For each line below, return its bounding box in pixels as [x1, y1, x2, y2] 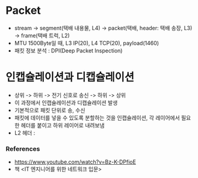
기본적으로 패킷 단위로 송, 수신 [14, 106, 85, 113]
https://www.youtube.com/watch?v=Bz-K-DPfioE [14, 158, 137, 166]
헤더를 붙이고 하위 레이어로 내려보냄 [20, 121, 105, 129]
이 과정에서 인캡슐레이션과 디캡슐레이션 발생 [14, 99, 118, 106]
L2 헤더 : [14, 129, 36, 136]
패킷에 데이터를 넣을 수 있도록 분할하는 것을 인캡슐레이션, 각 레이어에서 [14, 114, 180, 121]
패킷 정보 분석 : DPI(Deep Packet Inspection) [14, 46, 123, 54]
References [5, 144, 40, 153]
